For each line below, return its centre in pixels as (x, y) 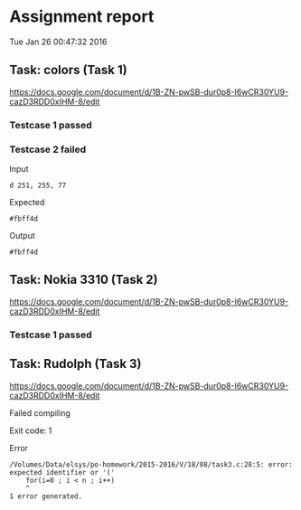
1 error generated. (46, 496)
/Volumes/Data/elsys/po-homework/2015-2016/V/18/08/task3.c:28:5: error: (151, 464)
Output (22, 235)
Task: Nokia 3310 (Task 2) (84, 280)
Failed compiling (40, 412)
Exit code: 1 (31, 430)
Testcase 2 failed (48, 149)
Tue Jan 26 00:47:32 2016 (58, 42)
